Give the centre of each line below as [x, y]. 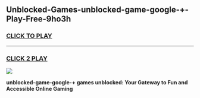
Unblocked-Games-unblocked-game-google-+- [98, 10]
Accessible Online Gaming [40, 88]
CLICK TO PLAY [29, 36]
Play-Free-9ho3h [39, 19]
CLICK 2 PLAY [27, 58]
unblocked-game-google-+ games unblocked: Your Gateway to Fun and [97, 82]
